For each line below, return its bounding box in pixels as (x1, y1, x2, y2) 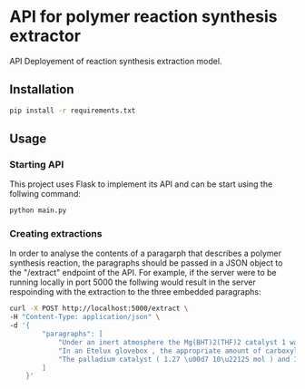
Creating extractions (9, 228, 103, 240)
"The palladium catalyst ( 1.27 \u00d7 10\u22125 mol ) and (57, 355, 290, 364)
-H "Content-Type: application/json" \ (9, 313, 161, 322)
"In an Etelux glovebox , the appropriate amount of (57, 346, 261, 355)
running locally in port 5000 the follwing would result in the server (9, 277, 256, 287)
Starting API (9, 158, 64, 170)
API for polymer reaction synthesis (9, 6, 278, 27)
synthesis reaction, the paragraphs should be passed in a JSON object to (9, 258, 283, 268)
